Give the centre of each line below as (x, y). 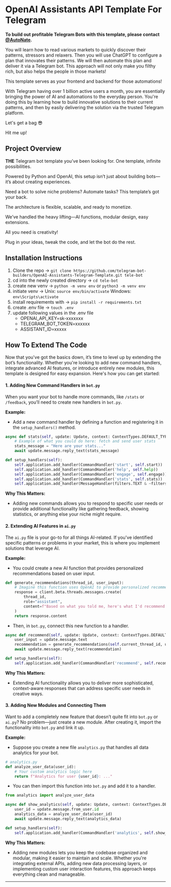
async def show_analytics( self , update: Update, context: (68, 805)
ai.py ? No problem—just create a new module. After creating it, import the (83, 722)
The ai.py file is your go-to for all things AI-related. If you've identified (79, 537)
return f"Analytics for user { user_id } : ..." (64, 776)
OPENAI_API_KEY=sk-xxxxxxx (52, 318)
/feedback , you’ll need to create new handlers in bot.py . (64, 402)
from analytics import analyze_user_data (50, 795)
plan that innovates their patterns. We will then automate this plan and (78, 60)
